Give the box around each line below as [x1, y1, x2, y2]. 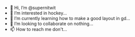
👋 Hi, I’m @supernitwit [9, 5, 56, 10]
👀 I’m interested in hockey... [9, 10, 67, 16]
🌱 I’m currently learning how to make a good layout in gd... [9, 15, 130, 21]
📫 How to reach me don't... [9, 26, 67, 32]
